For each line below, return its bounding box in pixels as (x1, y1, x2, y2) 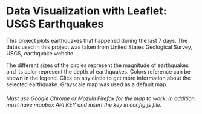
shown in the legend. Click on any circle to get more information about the (6, 74, 191, 81)
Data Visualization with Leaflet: (6, 4, 167, 18)
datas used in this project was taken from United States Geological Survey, (6, 43, 192, 51)
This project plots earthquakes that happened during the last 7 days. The (6, 37, 188, 44)
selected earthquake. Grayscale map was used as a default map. (6, 80, 168, 88)
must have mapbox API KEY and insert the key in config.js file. (6, 101, 162, 108)
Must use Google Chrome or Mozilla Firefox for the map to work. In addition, (6, 95, 197, 102)
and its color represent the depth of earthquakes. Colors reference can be (6, 68, 191, 75)
